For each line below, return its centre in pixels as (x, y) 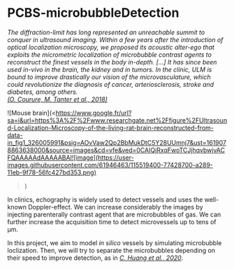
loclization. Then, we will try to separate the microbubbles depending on (111, 250)
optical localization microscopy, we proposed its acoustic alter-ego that (111, 47)
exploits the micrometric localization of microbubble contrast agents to (109, 55)
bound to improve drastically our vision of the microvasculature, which (109, 77)
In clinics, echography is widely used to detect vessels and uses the (105, 199)
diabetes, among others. (43, 92)
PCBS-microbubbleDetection (93, 13)
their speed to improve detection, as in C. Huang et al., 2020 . (95, 258)
